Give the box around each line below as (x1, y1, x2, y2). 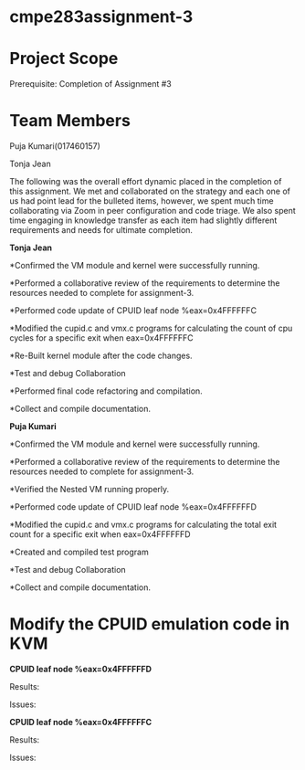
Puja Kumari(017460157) (9, 141, 100, 152)
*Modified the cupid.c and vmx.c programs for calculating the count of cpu (9, 322, 293, 334)
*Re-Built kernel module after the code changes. (9, 350, 194, 362)
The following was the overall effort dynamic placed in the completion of (9, 176, 282, 187)
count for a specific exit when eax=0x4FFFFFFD (9, 529, 191, 540)
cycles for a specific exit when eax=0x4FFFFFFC (9, 332, 194, 343)
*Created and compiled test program (9, 546, 149, 558)
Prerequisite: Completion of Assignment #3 (9, 79, 172, 90)
